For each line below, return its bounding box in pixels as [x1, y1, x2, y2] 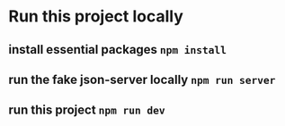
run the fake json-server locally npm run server [8, 71, 276, 87]
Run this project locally [8, 6, 183, 27]
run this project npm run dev [8, 103, 165, 118]
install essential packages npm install [8, 42, 227, 57]
